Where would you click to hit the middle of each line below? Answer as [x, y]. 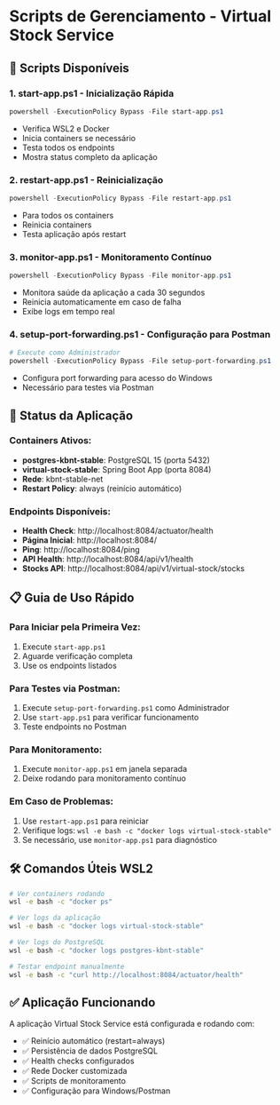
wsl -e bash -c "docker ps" [61, 902]
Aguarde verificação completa [77, 656]
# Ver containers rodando [57, 894]
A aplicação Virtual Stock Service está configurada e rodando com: [132, 1024]
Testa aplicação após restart [74, 234]
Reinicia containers [57, 225]
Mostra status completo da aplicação [89, 156]
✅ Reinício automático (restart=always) [93, 1041]
